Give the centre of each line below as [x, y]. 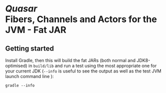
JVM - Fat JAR [36, 30]
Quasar [21, 9]
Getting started [30, 48]
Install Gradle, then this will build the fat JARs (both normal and [70, 60]
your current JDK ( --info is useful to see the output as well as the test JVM [84, 71]
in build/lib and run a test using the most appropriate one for [93, 66]
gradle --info [20, 85]
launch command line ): [29, 76]
